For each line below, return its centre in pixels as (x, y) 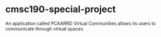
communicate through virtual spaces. (45, 28)
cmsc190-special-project (61, 9)
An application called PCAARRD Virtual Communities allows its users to (80, 23)
